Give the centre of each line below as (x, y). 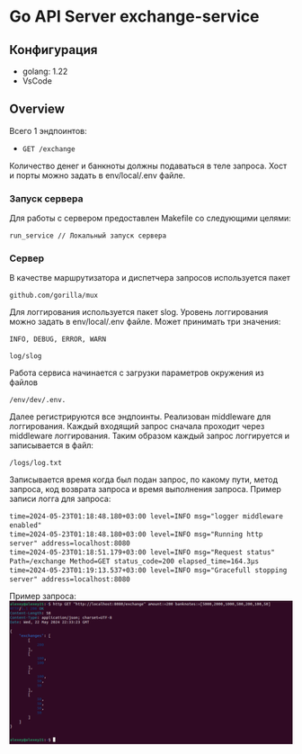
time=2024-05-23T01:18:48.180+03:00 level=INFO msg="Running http (136, 534)
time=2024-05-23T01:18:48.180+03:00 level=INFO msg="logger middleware (146, 516)
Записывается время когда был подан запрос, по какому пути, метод (144, 480)
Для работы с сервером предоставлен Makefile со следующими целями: (151, 219)
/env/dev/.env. (38, 400)
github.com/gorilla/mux (54, 296)
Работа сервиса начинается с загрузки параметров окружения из (137, 373)
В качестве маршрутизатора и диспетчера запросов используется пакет (150, 278)
